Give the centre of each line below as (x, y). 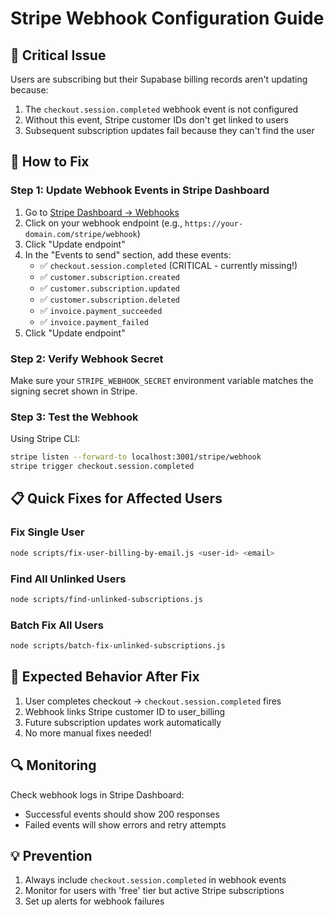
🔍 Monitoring (53, 765)
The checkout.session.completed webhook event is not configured (161, 109)
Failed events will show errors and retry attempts (125, 824)
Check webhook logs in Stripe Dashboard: (97, 794)
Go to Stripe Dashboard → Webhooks (102, 212)
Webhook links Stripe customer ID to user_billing (125, 711)
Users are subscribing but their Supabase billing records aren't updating (159, 79)
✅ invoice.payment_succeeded (101, 310)
